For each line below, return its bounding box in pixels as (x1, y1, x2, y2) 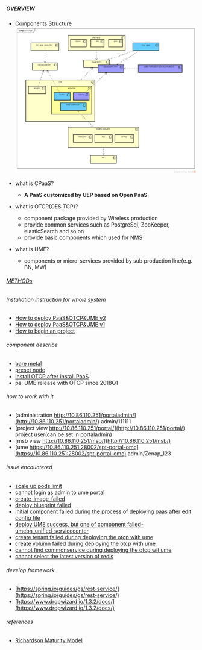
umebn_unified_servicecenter (14, 527, 89, 534)
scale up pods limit (14, 483, 62, 490)
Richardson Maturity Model (14, 637, 83, 644)
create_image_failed (14, 495, 65, 502)
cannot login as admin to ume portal (14, 489, 105, 496)
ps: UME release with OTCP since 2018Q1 (14, 379, 119, 386)
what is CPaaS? (14, 180, 54, 187)
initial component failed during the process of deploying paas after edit (14, 508, 192, 515)
